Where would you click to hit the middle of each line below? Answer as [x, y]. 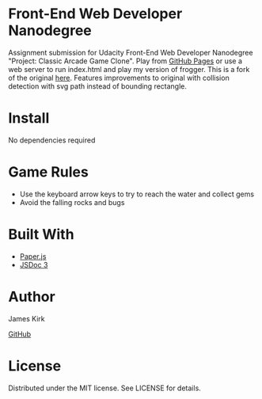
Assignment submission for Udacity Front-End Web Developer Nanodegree [131, 52]
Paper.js [33, 256]
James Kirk [27, 318]
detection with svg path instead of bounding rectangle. [98, 86]
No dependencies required [52, 140]
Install [29, 118]
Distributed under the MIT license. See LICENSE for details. [105, 388]
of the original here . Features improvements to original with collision [119, 78]
